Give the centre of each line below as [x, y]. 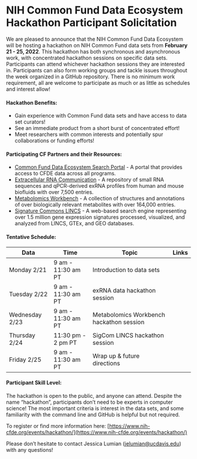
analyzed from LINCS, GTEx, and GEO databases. [74, 224]
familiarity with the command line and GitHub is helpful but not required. [93, 414]
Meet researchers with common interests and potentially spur [89, 134]
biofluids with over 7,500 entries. [54, 192]
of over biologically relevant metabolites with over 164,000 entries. [95, 205]
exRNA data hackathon [124, 290]
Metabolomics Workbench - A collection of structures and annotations [99, 198]
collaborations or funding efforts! [55, 141]
